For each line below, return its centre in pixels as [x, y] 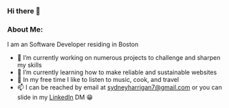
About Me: [25, 29]
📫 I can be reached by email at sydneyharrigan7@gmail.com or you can [119, 87]
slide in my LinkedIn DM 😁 [55, 97]
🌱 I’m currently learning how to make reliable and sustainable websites [117, 72]
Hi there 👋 [24, 11]
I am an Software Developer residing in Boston [73, 45]
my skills [30, 65]
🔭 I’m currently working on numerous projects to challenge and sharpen [119, 58]
